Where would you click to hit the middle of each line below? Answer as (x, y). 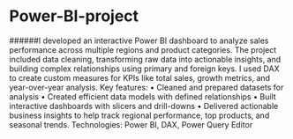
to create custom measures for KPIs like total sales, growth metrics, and (140, 77)
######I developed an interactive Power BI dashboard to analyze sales (139, 40)
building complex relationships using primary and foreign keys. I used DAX (144, 69)
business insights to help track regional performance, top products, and (139, 115)
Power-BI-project (74, 16)
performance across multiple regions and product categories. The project (143, 49)
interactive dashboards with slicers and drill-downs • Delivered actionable (144, 106)
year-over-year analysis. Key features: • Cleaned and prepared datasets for (146, 87)
